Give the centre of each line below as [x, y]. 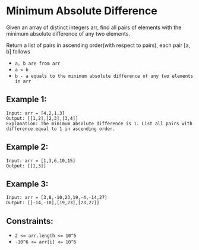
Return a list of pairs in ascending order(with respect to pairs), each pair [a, [98, 45]
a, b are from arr [37, 64]
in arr [23, 81]
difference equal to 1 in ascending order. [61, 129]
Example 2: [27, 147]
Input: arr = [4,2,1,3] [36, 113]
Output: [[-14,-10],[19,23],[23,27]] [53, 203]
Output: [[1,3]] [26, 166]
